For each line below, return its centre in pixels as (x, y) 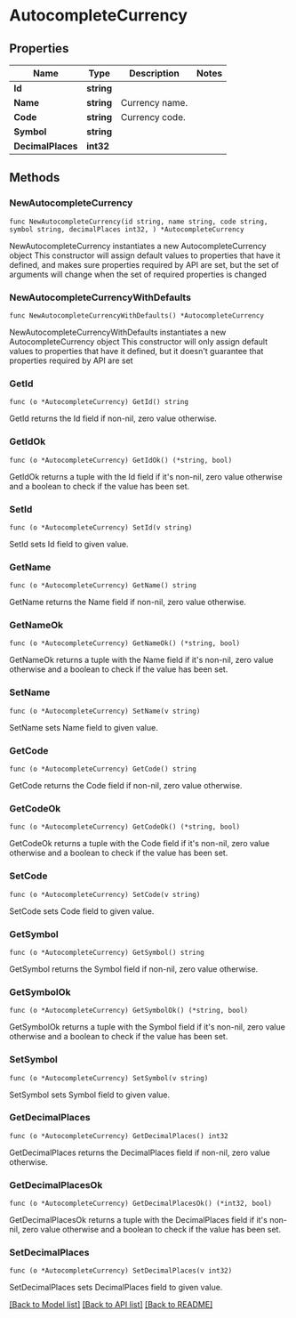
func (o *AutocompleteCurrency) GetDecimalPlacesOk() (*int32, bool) (141, 1204)
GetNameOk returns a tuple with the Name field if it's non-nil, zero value (141, 660)
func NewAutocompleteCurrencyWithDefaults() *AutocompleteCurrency (137, 315)
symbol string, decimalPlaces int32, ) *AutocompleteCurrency (127, 229)
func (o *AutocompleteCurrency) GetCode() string (103, 769)
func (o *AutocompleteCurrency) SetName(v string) (105, 711)
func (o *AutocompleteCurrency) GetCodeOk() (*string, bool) (125, 827)
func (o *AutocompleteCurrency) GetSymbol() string (107, 952)
